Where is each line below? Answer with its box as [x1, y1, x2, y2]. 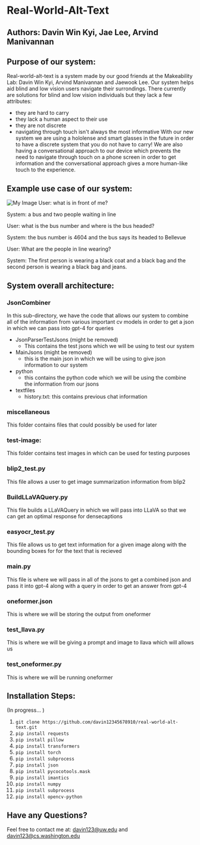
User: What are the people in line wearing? [7, 245, 111, 253]
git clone [15, 719, 40, 725]
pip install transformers [15, 743, 80, 750]
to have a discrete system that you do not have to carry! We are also [15, 141, 183, 148]
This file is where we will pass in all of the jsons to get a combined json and [7, 575, 191, 583]
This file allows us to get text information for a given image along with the [7, 541, 187, 548]
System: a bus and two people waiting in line [7, 211, 117, 218]
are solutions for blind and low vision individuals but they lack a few [7, 92, 173, 99]
